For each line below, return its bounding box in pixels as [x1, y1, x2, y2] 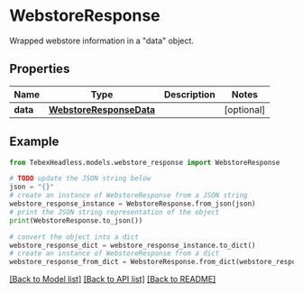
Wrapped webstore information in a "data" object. [9, 35, 194, 46]
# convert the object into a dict [9, 232, 140, 242]
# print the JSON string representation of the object [9, 207, 220, 216]
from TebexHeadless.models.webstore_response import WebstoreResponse [9, 158, 280, 167]
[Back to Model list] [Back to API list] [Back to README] [9, 274, 216, 285]
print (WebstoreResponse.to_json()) [9, 215, 143, 225]
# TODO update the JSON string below [9, 174, 151, 183]
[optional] [224, 103, 266, 115]
